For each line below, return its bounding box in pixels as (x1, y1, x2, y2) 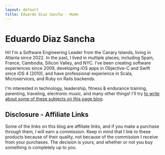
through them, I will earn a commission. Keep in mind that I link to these (5, 129, 151, 135)
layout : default (5, 7, 39, 12)
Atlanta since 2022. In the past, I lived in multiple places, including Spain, (5, 55, 155, 61)
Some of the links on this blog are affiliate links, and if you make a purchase (5, 123, 160, 129)
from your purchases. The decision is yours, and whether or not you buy (5, 139, 153, 145)
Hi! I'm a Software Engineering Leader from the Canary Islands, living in (5, 50, 151, 55)
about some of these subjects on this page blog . (5, 96, 104, 102)
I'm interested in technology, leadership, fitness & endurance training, (5, 85, 147, 92)
